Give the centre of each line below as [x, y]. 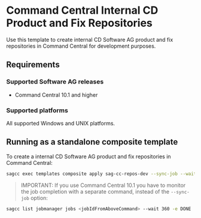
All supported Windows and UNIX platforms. [61, 123]
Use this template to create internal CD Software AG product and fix [90, 39]
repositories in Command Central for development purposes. [81, 46]
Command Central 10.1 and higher [56, 95]
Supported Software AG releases [55, 82]
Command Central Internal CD [82, 10]
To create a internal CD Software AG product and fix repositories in [89, 156]
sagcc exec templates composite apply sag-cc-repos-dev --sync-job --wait [101, 174]
